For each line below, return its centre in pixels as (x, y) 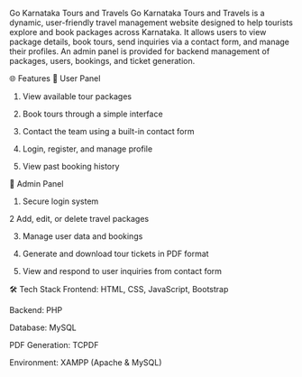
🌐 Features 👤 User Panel (55, 78)
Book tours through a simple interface (93, 114)
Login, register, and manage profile (87, 149)
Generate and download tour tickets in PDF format (115, 253)
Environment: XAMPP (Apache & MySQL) (86, 363)
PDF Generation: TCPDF (54, 345)
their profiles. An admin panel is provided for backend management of (140, 51)
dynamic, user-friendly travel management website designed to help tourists (151, 23)
